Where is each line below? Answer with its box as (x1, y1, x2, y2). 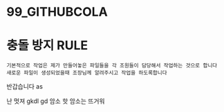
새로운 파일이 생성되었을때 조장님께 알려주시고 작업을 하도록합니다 (6, 69, 167, 76)
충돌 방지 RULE (6, 38, 88, 54)
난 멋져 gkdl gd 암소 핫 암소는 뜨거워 (6, 97, 105, 105)
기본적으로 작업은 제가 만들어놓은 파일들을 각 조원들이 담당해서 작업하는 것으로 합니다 (6, 63, 218, 69)
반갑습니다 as (6, 82, 43, 91)
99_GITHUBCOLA (6, 4, 108, 20)
